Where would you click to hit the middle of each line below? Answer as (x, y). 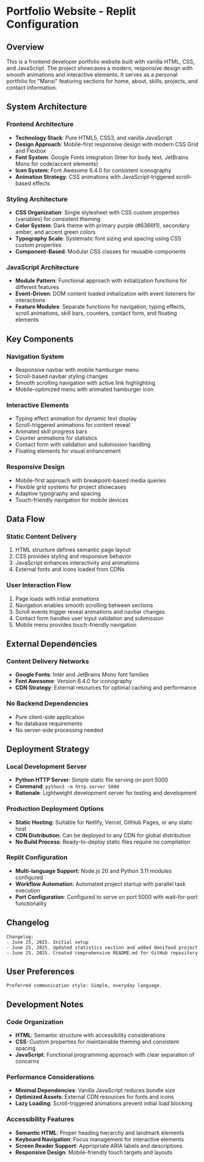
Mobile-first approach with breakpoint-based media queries (90, 480)
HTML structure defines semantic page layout (73, 550)
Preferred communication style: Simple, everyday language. (85, 986)
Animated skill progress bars (51, 432)
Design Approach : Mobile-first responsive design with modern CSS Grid (107, 144)
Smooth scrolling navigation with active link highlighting (85, 383)
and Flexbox (31, 151)
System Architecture (47, 107)
